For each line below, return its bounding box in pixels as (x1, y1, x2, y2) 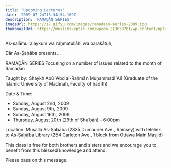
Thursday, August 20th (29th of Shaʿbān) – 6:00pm (12, 117, 120, 123)
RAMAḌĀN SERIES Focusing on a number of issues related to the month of (5, 60, 162, 66)
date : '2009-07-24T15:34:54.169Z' (5, 12, 79, 17)
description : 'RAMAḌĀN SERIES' (5, 17, 72, 22)
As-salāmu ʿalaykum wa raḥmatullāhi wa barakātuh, (5, 40, 113, 46)
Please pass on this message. (5, 157, 68, 163)
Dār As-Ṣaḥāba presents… (5, 50, 61, 57)
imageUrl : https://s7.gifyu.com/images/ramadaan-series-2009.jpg (5, 21, 147, 27)
